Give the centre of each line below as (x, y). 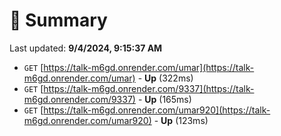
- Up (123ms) (181, 120)
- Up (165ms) (164, 99)
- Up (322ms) (165, 78)
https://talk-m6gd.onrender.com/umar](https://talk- (149, 67)
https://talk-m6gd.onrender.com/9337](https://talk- (149, 88)
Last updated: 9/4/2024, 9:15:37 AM (86, 48)
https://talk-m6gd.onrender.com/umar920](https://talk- (157, 110)
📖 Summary (58, 20)
